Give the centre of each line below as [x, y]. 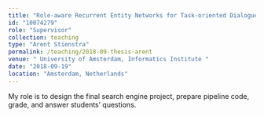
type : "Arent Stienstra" [49, 45]
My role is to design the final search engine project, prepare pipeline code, [129, 96]
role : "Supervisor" [40, 30]
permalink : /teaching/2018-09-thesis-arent [81, 52]
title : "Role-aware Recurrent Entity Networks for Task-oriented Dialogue [133, 15]
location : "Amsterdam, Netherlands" [68, 74]
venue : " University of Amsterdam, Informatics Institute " [109, 60]
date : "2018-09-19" [40, 67]
